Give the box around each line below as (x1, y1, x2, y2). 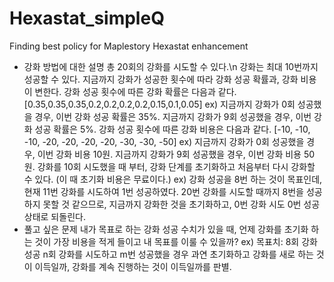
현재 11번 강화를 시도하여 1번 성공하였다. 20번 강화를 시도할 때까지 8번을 (23, 185, 304, 197)
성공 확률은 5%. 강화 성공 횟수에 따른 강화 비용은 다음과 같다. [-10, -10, (34, 123, 311, 135)
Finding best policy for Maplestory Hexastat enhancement (9, 40, 249, 52)
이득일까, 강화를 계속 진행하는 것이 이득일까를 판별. (34, 260, 232, 272)
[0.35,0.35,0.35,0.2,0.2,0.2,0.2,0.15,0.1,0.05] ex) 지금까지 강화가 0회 (23, 98, 296, 110)
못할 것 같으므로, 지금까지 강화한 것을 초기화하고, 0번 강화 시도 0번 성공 (42, 198, 321, 210)
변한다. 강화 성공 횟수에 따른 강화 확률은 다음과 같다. (34, 85, 237, 97)
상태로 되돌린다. (23, 210, 86, 222)
